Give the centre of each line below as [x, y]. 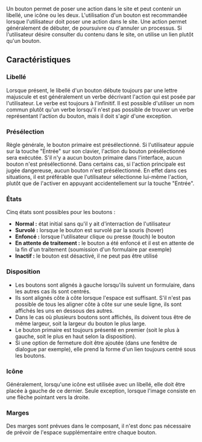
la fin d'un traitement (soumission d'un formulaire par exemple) [93, 250]
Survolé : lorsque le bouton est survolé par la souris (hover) [89, 230]
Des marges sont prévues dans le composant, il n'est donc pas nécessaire [99, 426]
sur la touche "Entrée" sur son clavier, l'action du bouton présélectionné [96, 151]
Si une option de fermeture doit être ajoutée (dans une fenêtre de [96, 343]
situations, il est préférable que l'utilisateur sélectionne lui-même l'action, [97, 177]
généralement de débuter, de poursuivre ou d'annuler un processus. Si [94, 28]
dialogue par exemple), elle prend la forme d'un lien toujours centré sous [105, 349]
